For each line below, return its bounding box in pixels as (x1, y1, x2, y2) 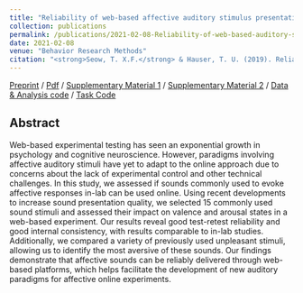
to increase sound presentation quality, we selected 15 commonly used (9, 197, 273, 207)
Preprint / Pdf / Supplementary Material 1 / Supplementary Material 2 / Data (9, 80, 289, 90)
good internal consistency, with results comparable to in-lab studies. (9, 225, 264, 236)
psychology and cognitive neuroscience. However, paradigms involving (9, 149, 275, 160)
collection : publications (9, 22, 106, 31)
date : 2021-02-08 (9, 38, 75, 48)
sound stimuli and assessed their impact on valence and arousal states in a (9, 206, 288, 217)
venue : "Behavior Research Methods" (9, 47, 147, 56)
